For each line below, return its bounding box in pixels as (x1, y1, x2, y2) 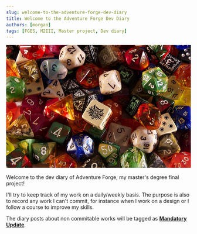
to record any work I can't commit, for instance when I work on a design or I (6, 197, 189, 204)
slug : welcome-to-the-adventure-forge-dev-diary (6, 9, 127, 15)
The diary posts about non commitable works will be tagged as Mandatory (6, 215, 187, 222)
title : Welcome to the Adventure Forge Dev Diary (6, 15, 130, 22)
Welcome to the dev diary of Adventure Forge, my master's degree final (6, 173, 179, 181)
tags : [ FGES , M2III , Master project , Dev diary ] (6, 28, 127, 34)
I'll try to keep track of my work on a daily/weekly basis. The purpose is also (6, 191, 189, 198)
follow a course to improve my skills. (6, 204, 94, 211)
